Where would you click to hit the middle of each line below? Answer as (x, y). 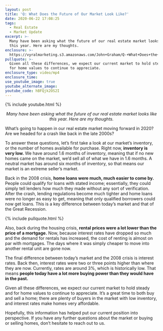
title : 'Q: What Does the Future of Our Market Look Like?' (67, 14)
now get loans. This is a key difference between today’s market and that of (80, 204)
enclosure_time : (21, 77)
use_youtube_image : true (30, 82)
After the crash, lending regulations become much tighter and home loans (79, 194)
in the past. (17, 279)
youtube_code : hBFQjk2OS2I (32, 91)
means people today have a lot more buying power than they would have (79, 273)
